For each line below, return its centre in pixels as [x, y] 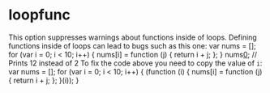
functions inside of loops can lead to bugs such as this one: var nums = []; [133, 45]
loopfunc [40, 15]
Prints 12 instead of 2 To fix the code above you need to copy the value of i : [135, 63]
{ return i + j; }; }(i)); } [44, 80]
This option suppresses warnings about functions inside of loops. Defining [133, 37]
